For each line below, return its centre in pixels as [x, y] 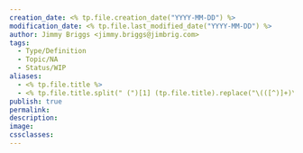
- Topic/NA [38, 59]
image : [22, 127]
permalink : [30, 110]
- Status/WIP [42, 68]
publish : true [36, 101]
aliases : [26, 76]
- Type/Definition [52, 51]
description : [34, 118]
